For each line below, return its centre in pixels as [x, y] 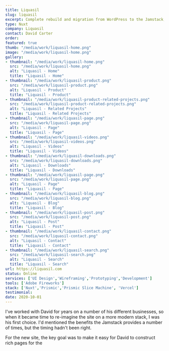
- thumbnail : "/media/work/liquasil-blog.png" [55, 193]
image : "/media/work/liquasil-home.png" [48, 52]
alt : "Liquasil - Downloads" [40, 165]
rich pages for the [24, 343]
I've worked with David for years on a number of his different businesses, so [84, 311]
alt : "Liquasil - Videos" [37, 147]
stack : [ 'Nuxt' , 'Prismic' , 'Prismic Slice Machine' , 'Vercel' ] [72, 288]
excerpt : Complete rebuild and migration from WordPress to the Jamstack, [86, 19]
